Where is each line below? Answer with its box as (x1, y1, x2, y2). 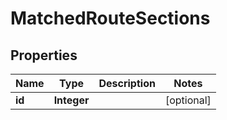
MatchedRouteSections (10, 7, 211, 30)
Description (98, 77, 156, 90)
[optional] (164, 93, 212, 107)
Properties (10, 47, 78, 64)
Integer (53, 93, 90, 107)
